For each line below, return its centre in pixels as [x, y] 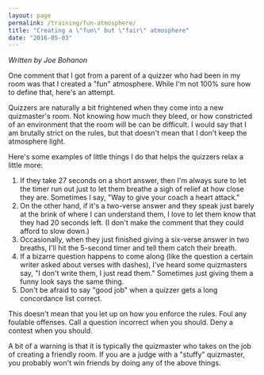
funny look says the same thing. [72, 281]
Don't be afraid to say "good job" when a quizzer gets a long [119, 290]
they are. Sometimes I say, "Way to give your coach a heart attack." [130, 197]
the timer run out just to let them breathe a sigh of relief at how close [132, 189]
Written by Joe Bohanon [48, 60]
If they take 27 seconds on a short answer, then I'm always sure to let [133, 181]
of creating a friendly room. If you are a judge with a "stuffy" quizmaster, [127, 354]
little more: [26, 165]
